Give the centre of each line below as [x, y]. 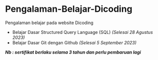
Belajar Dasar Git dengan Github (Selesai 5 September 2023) [74, 42]
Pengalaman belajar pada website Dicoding [49, 23]
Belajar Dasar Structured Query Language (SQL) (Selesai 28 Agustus [82, 32]
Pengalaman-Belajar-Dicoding [69, 9]
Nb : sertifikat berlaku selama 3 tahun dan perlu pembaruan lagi [73, 52]
